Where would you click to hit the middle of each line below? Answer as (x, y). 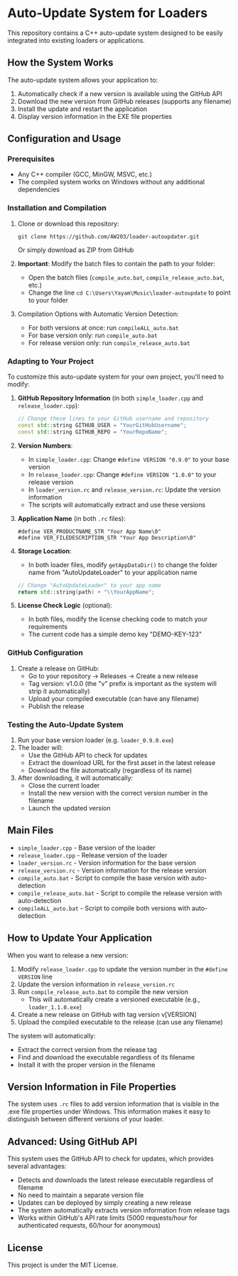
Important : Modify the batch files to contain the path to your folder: (116, 263)
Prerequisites (31, 159)
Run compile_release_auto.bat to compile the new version (103, 991)
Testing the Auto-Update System (65, 724)
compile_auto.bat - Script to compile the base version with (103, 877)
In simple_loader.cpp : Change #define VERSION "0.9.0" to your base (129, 459)
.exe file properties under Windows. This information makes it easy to (109, 1112)
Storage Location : (44, 551)
